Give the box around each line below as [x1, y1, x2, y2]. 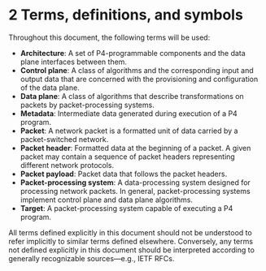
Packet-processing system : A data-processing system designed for [20, 177, 251, 187]
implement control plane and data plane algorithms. [20, 195, 194, 204]
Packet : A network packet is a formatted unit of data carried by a [20, 126, 238, 135]
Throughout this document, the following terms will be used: [8, 32, 211, 42]
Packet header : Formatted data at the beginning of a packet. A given [20, 143, 251, 153]
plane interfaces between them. [20, 57, 128, 67]
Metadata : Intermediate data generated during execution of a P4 [20, 108, 238, 118]
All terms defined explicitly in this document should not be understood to [8, 227, 252, 237]
